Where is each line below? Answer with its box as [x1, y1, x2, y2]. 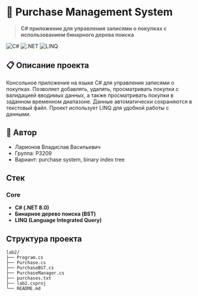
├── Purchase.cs [6, 260, 46, 266]
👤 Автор [6, 128, 37, 138]
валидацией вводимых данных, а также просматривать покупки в [6, 92, 174, 99]
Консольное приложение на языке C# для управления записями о [6, 79, 174, 86]
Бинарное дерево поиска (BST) [14, 210, 96, 217]
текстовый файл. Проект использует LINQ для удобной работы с [6, 104, 170, 111]
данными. [6, 110, 31, 118]
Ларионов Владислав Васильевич [14, 143, 101, 150]
